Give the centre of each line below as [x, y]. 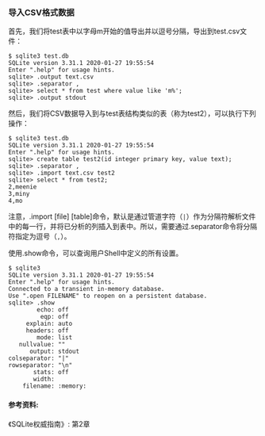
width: [44, 379]
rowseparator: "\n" [40, 365]
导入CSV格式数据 [42, 12]
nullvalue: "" [42, 345]
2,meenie [23, 187]
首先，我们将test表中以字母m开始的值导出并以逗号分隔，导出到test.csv [124, 31]
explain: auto [49, 324]
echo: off [53, 310]
